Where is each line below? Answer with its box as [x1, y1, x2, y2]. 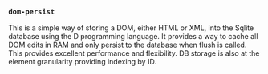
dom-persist [8, 7, 55, 16]
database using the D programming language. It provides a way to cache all [8, 32, 258, 41]
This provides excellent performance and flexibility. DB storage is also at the [8, 49, 260, 58]
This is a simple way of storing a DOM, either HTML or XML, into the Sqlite [8, 23, 254, 33]
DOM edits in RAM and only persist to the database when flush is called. [8, 40, 247, 50]
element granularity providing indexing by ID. [8, 57, 156, 67]
